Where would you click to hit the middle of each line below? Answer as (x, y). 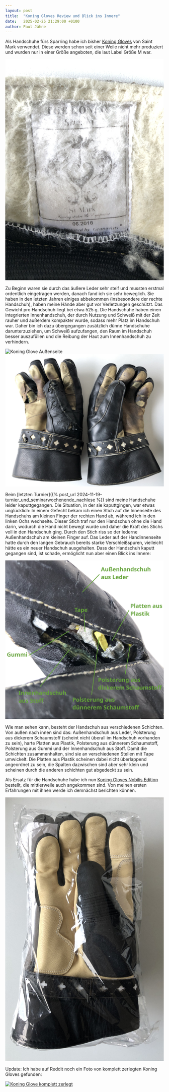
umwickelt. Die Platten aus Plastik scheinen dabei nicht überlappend (76, 759)
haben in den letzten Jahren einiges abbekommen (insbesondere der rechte (84, 299)
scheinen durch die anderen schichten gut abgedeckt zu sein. (69, 770)
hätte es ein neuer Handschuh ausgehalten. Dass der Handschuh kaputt (80, 548)
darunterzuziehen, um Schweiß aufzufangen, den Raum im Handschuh (78, 331)
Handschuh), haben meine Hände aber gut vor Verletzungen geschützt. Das (84, 304)
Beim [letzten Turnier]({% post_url (40, 495)
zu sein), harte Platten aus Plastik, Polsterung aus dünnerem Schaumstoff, (82, 743)
